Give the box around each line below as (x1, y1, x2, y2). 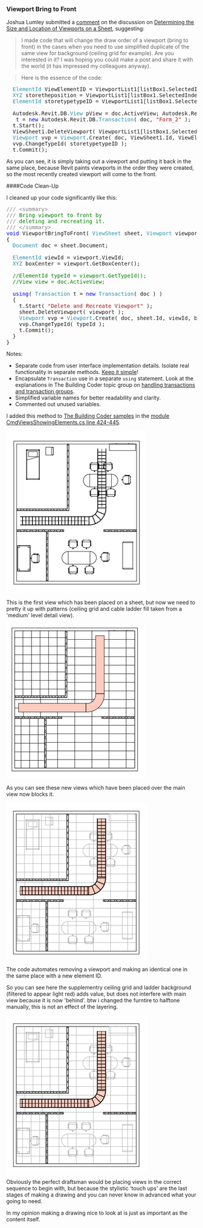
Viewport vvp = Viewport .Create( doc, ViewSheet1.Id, (12, 134, 175, 141)
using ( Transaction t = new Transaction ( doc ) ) (12, 291, 163, 298)
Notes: (6, 350, 23, 358)
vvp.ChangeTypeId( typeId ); (19, 321, 106, 328)
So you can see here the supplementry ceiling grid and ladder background (6, 984, 192, 991)
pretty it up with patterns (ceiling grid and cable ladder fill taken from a (6, 605, 182, 612)
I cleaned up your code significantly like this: (6, 194, 118, 202)
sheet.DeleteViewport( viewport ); (19, 309, 124, 316)
